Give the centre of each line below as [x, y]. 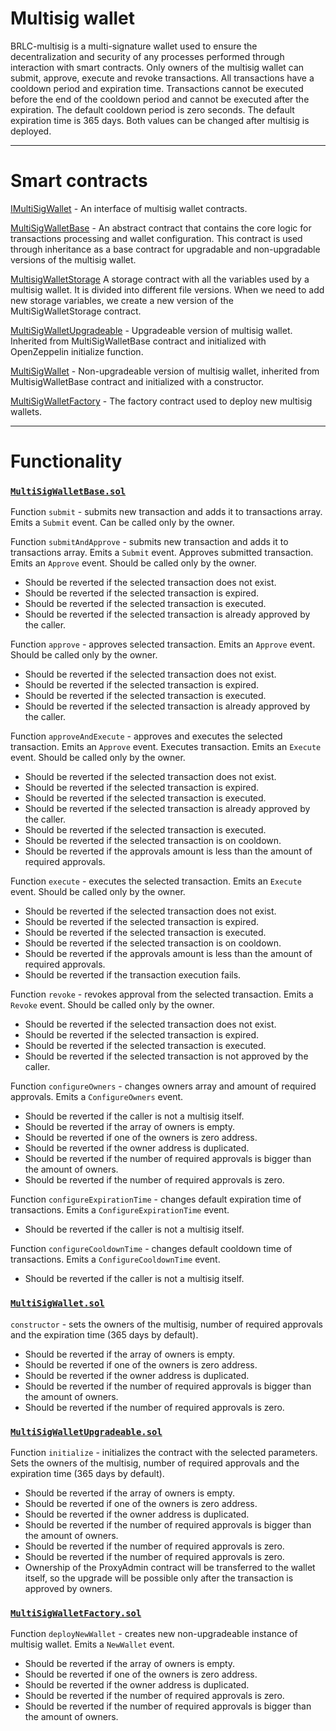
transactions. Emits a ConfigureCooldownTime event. [115, 1259]
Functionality [66, 461]
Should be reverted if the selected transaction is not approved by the [166, 1056]
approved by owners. [68, 1588]
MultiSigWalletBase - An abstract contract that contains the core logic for [161, 228]
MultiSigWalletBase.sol [68, 491]
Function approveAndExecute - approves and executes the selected [146, 736]
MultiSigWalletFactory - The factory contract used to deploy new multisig [161, 401]
